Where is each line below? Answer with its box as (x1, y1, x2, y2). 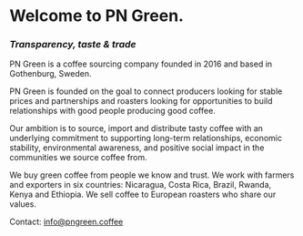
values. (9, 199, 36, 210)
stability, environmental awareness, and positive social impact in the (9, 142, 265, 153)
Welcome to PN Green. (9, 5, 185, 26)
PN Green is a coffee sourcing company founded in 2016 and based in (9, 58, 273, 69)
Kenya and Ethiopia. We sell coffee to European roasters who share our (9, 189, 277, 200)
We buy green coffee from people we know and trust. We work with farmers (9, 169, 295, 180)
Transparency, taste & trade (9, 38, 136, 51)
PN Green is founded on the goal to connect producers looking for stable (9, 86, 283, 97)
